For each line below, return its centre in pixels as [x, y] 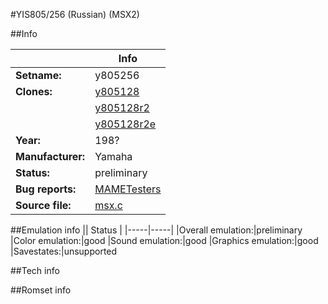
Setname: [38, 75]
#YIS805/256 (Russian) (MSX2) [75, 14]
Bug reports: [46, 189]
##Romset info [41, 290]
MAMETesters [128, 189]
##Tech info [35, 270]
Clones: [34, 91]
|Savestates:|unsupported [64, 251]
